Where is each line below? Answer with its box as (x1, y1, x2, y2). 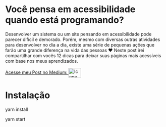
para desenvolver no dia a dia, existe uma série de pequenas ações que (5, 41, 155, 48)
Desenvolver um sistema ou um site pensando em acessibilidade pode (5, 31, 152, 37)
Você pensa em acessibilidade (5, 4, 136, 15)
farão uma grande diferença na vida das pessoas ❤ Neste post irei (5, 47, 145, 53)
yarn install (5, 106, 28, 112)
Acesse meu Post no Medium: (5, 69, 68, 75)
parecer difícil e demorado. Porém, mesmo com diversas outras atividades (5, 36, 160, 43)
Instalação (5, 90, 50, 101)
